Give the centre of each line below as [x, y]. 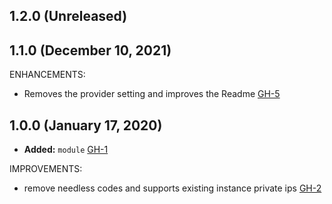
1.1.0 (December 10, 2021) [90, 50]
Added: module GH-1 [66, 150]
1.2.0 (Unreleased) [68, 16]
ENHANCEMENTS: [47, 75]
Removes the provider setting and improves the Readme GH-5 [152, 94]
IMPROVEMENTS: [46, 169]
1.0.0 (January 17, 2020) [86, 125]
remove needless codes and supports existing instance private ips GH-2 [172, 188]
